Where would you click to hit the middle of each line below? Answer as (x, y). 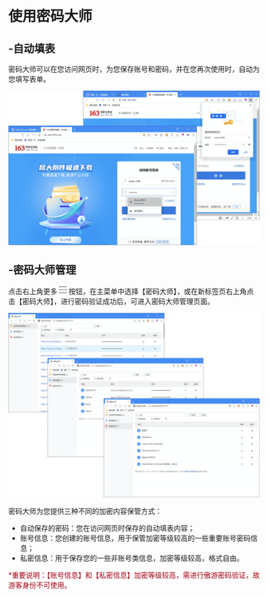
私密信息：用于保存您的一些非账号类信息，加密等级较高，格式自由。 (132, 558)
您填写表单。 (29, 79)
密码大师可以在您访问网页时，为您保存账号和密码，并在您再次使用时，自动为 (134, 69)
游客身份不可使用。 (40, 585)
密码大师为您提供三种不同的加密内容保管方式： (85, 511)
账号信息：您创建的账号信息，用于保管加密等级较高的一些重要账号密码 (135, 538)
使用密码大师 (51, 16)
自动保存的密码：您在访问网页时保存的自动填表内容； (107, 527)
